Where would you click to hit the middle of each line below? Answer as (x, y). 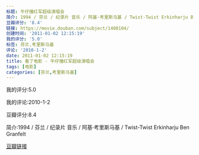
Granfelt (16, 134)
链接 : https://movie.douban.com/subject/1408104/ (68, 28)
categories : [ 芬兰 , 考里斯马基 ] (41, 72)
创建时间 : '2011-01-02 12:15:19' (46, 34)
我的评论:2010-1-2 (28, 102)
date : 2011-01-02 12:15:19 (39, 56)
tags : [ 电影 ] (21, 67)
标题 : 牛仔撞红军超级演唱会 (36, 12)
